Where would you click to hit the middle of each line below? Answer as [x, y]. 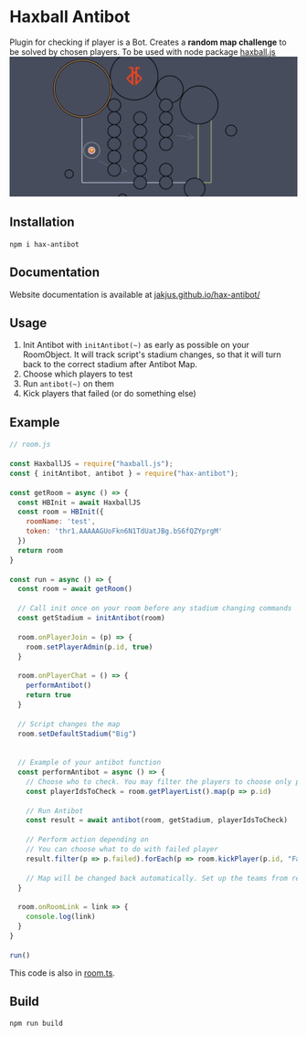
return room [41, 550]
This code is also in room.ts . [63, 973]
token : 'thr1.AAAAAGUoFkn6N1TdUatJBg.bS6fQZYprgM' [124, 532]
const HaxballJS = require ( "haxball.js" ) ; [91, 464]
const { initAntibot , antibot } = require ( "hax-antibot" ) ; [124, 473]
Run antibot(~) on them [68, 384]
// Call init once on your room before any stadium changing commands [155, 608]
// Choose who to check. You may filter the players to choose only [159, 782]
